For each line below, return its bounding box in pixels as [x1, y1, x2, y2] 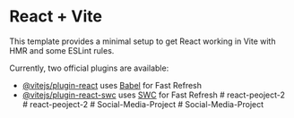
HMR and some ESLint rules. [9, 45, 115, 55]
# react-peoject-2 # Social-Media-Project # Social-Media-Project [22, 98, 264, 109]
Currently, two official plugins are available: [9, 63, 169, 73]
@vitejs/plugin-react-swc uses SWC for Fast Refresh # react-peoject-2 [22, 89, 285, 100]
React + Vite [9, 6, 103, 27]
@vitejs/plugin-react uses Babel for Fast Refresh [22, 80, 203, 90]
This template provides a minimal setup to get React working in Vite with [9, 36, 276, 46]
